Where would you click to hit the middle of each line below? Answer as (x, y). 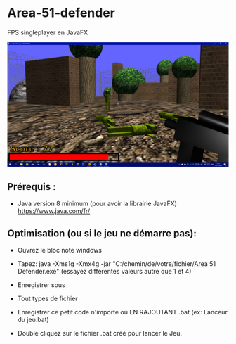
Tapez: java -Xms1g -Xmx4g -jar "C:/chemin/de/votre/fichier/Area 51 (117, 264)
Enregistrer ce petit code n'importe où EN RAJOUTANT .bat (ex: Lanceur (123, 312)
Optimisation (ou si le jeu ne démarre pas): (102, 233)
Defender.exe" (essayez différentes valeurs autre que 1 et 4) (104, 272)
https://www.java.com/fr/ (54, 211)
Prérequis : (32, 187)
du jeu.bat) (33, 320)
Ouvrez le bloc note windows (59, 250)
